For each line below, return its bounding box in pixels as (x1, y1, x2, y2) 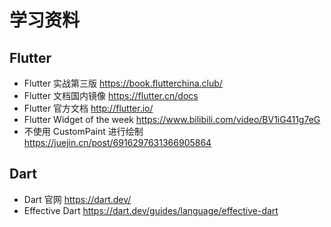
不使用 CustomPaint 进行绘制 (23, 126, 144, 137)
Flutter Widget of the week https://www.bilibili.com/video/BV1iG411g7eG (23, 114, 321, 125)
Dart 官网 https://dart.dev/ (23, 193, 132, 205)
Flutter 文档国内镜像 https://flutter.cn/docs (23, 90, 199, 101)
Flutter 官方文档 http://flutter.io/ (23, 102, 154, 114)
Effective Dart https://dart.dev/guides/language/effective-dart (23, 204, 279, 216)
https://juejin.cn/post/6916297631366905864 (23, 137, 212, 148)
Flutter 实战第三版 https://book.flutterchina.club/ (23, 77, 223, 89)
